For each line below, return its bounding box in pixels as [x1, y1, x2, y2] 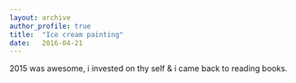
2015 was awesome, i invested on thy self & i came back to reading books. [9, 63, 288, 74]
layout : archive [9, 13, 71, 23]
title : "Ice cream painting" [9, 30, 124, 39]
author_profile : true [9, 22, 92, 31]
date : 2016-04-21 [9, 38, 84, 48]
